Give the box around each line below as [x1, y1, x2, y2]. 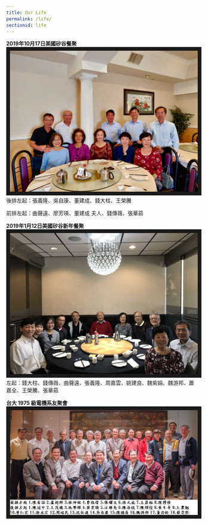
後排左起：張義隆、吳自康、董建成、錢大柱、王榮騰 [6, 197, 132, 204]
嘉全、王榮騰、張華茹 [6, 387, 58, 394]
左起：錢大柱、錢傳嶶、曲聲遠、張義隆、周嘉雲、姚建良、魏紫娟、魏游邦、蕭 [6, 379, 194, 387]
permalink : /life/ [6, 16, 52, 22]
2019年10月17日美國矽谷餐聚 [6, 40, 77, 47]
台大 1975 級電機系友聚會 [6, 400, 68, 407]
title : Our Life [6, 10, 46, 16]
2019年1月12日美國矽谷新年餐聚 [6, 223, 85, 230]
